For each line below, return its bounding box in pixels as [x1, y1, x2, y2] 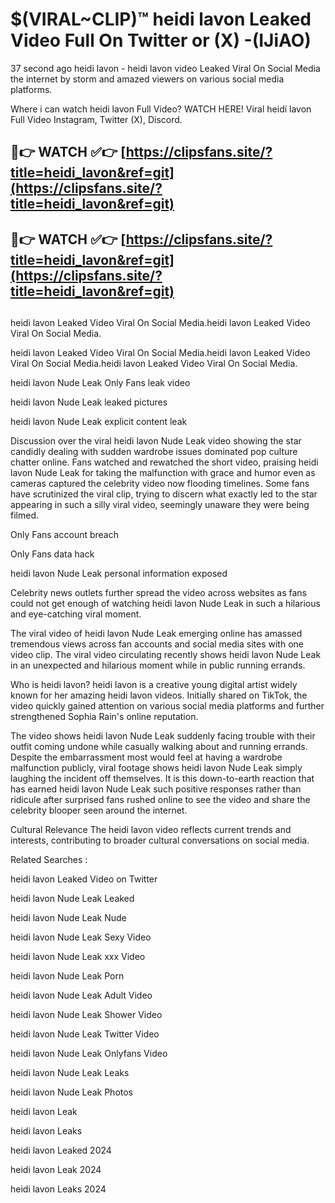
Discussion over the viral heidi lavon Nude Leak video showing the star [10, 435, 302, 447]
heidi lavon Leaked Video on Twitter [10, 873, 158, 885]
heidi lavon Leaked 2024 [10, 1144, 112, 1157]
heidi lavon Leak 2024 [10, 1164, 102, 1176]
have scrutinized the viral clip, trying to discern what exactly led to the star [10, 488, 318, 500]
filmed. [10, 509, 39, 522]
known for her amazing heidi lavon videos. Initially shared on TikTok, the [10, 689, 308, 702]
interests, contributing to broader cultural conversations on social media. [10, 834, 310, 847]
